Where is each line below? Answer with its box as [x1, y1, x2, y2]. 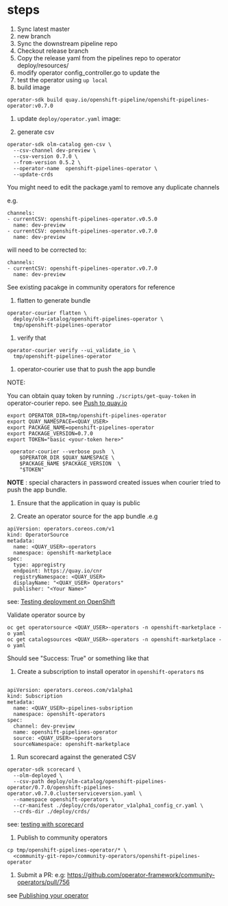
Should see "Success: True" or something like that [7, 654, 149, 662]
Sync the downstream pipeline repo [16, 39, 118, 47]
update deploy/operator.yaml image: [16, 114, 121, 122]
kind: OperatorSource [7, 531, 69, 538]
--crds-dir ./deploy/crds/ [13, 808, 90, 815]
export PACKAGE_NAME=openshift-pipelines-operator [7, 424, 155, 431]
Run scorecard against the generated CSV [16, 752, 136, 760]
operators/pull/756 [16, 878, 71, 886]
